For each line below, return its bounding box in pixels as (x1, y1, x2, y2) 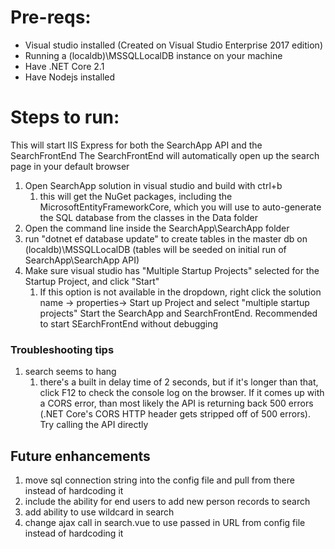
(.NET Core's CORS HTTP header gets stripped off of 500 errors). (39, 408, 311, 420)
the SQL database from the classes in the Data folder (39, 211, 258, 223)
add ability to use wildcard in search (24, 506, 175, 518)
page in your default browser (10, 160, 130, 172)
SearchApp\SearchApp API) (24, 254, 140, 266)
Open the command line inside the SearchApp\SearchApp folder (24, 222, 290, 234)
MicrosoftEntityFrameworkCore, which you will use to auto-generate (39, 201, 322, 213)
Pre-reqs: (10, 6, 92, 29)
